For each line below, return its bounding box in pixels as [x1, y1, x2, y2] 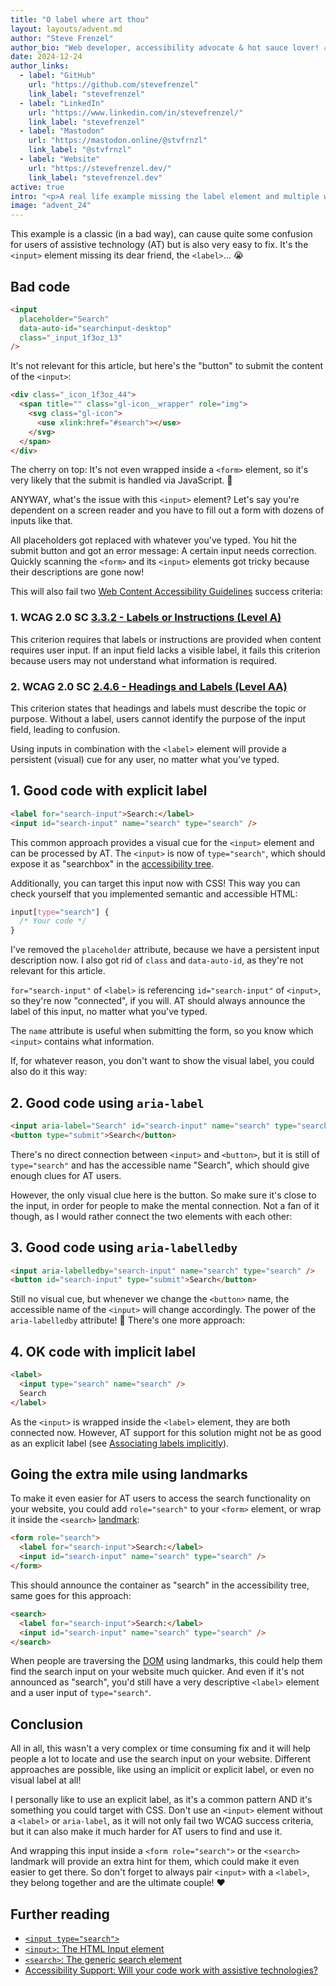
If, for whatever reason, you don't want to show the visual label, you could [10, 1055, 315, 1067]
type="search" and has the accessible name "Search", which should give [10, 1159, 310, 1171]
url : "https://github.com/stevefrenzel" [28, 80, 199, 90]
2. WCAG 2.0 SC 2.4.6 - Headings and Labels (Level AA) [10, 679, 288, 693]
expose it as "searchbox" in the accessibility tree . [10, 857, 215, 870]
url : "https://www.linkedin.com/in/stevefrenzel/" [28, 107, 244, 118]
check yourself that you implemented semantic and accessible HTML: [10, 887, 298, 900]
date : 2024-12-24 [10, 52, 83, 62]
